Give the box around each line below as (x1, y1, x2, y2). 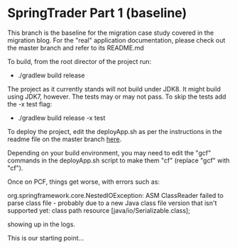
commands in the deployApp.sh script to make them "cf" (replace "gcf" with (7, 156, 230, 165)
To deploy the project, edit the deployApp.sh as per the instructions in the (7, 127, 222, 135)
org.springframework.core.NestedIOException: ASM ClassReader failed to (7, 191, 224, 199)
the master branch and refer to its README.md (7, 43, 144, 52)
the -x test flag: (7, 99, 53, 108)
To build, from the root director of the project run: (7, 57, 152, 65)
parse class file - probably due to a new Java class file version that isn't (7, 199, 218, 207)
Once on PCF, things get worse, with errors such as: (7, 177, 160, 186)
